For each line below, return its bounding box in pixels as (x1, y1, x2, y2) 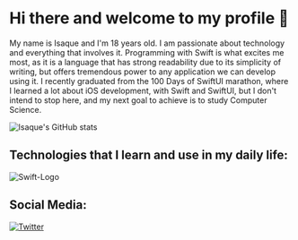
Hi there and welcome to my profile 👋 (9, 8, 289, 29)
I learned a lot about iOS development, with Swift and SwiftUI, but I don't (9, 85, 276, 96)
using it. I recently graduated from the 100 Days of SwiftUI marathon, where (9, 75, 289, 86)
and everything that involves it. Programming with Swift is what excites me (9, 47, 285, 57)
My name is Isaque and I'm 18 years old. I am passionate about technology (9, 38, 285, 48)
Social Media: (9, 197, 87, 213)
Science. (9, 104, 42, 115)
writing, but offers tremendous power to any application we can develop (9, 66, 276, 77)
